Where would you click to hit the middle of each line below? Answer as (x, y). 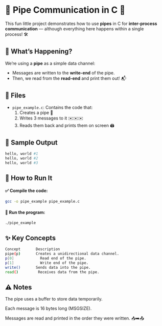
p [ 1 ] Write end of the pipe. (47, 263)
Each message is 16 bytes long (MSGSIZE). (48, 308)
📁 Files (15, 96)
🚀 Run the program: (25, 212)
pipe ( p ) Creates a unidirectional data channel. (62, 254)
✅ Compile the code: (26, 190)
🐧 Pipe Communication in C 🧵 (65, 10)
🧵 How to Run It (29, 178)
